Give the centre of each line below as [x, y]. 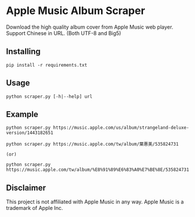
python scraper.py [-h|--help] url [49, 97]
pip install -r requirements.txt [47, 65]
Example [22, 114]
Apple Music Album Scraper [76, 11]
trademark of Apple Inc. [34, 208]
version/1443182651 [30, 133]
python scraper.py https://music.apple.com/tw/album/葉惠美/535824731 [93, 144]
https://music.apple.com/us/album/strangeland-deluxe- [121, 128]
